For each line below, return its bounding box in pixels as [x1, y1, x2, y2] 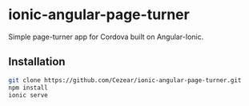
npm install [8, 84, 48, 92]
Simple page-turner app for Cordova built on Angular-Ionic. [8, 32, 204, 41]
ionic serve [8, 91, 48, 99]
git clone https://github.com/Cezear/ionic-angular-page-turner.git [8, 76, 242, 84]
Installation [8, 55, 66, 69]
